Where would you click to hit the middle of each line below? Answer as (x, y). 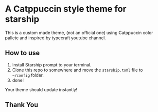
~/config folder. (28, 75)
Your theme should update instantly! (41, 89)
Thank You (22, 105)
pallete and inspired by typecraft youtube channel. (55, 38)
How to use (22, 53)
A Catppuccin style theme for (66, 9)
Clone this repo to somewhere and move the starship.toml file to (78, 70)
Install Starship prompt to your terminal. (52, 64)
